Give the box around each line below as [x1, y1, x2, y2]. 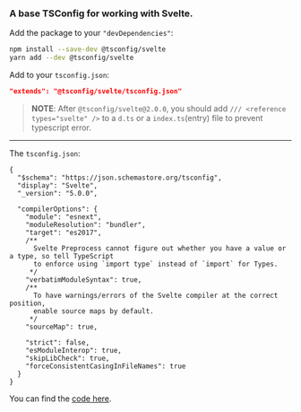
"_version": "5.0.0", [17, 188, 99, 197]
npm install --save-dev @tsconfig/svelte [9, 45, 167, 54]
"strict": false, [25, 337, 90, 347]
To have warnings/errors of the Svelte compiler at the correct [32, 291, 279, 300]
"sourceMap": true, [25, 322, 99, 331]
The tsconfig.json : [9, 147, 81, 159]
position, [9, 299, 47, 308]
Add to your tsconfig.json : [9, 70, 110, 81]
